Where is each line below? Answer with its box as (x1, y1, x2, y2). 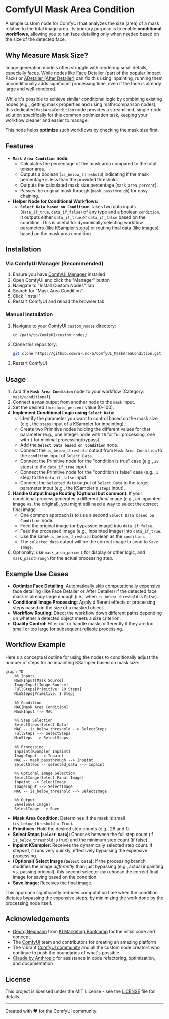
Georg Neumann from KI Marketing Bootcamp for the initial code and (12, 928, 155, 934)
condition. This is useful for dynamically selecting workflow (20, 219, 143, 225)
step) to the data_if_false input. (20, 474, 88, 481)
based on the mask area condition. (20, 230, 92, 236)
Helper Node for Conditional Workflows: (12, 198, 99, 204)
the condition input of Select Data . (20, 453, 93, 459)
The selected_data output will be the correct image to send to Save (20, 539, 158, 545)
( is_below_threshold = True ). (12, 820, 74, 826)
